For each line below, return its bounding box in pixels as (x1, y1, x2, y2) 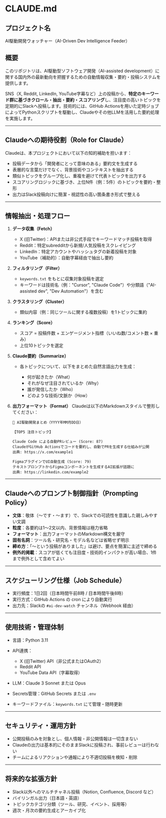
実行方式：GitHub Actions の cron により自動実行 (12, 597, 113, 603)
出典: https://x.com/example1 (12, 450, 73, 455)
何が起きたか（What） (27, 374, 73, 380)
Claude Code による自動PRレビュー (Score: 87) (12, 439, 103, 444)
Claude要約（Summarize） (12, 353, 69, 359)
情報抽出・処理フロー (5, 212, 70, 220)
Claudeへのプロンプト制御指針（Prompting (5, 489, 138, 497)
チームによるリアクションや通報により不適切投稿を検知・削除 (12, 754, 137, 760)
